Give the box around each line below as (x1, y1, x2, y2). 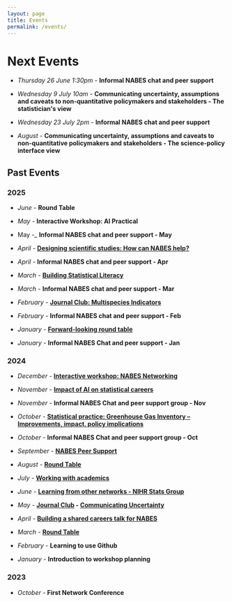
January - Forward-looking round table (17, 325, 133, 333)
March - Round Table (17, 528, 80, 536)
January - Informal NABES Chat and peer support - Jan (17, 339, 180, 347)
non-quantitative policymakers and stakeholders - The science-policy (17, 139, 225, 147)
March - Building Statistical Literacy (17, 271, 124, 279)
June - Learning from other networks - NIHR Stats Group (17, 488, 185, 496)
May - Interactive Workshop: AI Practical (17, 217, 138, 225)
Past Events (7, 167, 60, 179)
